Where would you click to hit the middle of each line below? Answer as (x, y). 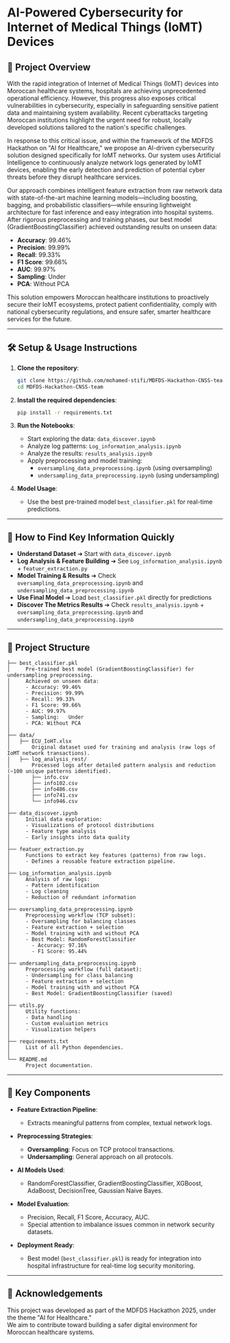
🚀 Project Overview (49, 67)
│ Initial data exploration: (55, 819)
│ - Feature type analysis (52, 832)
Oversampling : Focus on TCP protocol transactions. (101, 1149)
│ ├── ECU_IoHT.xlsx (39, 741)
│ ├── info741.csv (42, 795)
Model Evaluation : (43, 1204)
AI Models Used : (41, 1170)
